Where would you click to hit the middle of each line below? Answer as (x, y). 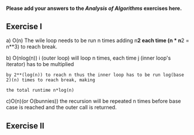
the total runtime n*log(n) (40, 91)
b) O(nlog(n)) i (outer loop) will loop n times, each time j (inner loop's (89, 58)
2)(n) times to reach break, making (51, 80)
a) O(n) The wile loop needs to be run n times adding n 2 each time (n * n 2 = (98, 40)
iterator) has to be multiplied (40, 64)
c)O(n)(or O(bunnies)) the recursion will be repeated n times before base (93, 101)
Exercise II (25, 126)
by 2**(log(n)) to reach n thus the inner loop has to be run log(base (95, 75)
